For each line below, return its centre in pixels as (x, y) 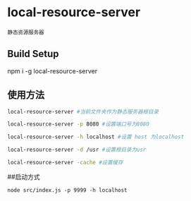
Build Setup (33, 54)
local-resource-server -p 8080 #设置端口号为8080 (78, 124)
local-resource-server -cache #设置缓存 (65, 163)
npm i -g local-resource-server (52, 71)
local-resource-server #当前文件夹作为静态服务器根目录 (83, 111)
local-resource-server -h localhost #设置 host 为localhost (96, 137)
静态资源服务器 (26, 32)
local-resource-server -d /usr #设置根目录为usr (77, 150)
